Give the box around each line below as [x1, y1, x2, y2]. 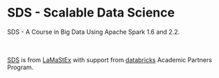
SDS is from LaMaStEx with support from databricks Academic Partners [7, 55, 213, 64]
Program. [7, 63, 34, 71]
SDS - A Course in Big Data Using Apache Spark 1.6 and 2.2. [7, 28, 180, 36]
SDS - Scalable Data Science [7, 5, 175, 21]
